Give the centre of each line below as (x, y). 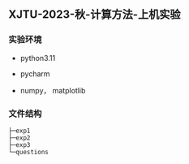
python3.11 (38, 58)
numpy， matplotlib (53, 90)
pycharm (35, 73)
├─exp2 (19, 138)
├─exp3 (19, 145)
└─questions (28, 152)
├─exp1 (19, 131)
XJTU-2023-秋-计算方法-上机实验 (94, 15)
